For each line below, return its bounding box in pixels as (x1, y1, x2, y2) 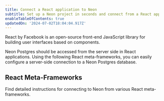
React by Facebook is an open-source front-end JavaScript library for (5, 34, 145, 40)
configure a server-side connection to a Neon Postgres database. (5, 59, 137, 65)
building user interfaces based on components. (5, 40, 100, 45)
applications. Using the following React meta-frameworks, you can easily (5, 54, 152, 60)
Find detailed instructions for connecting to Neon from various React (5, 86, 143, 92)
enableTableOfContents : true (5, 16, 64, 21)
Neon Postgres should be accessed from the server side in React (5, 49, 136, 55)
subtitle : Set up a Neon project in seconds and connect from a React (5, 12, 152, 17)
